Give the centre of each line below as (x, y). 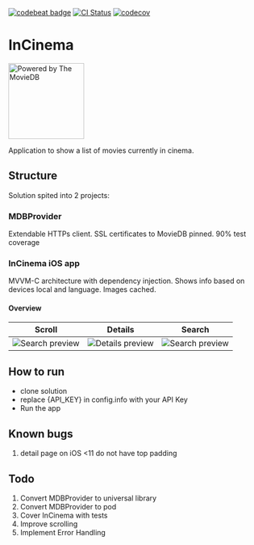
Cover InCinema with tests (64, 515)
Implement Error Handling (63, 532)
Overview (25, 308)
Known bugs (41, 434)
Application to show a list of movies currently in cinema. (101, 150)
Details (121, 329)
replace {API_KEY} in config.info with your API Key (104, 399)
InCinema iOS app (44, 263)
